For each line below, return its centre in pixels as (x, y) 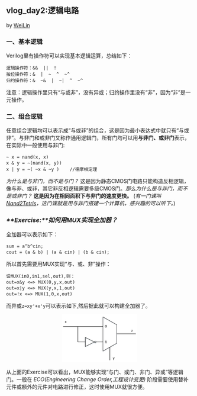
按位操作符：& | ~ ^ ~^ (38, 75)
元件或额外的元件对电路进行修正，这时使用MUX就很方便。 (77, 387)
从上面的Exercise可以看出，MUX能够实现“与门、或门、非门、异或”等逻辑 (95, 372)
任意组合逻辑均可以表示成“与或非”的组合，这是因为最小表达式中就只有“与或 (98, 131)
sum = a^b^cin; (25, 246)
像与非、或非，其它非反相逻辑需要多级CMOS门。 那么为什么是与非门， (92, 189)
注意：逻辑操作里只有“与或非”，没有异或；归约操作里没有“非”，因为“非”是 (96, 92)
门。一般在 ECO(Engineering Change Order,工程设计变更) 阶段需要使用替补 (97, 379)
